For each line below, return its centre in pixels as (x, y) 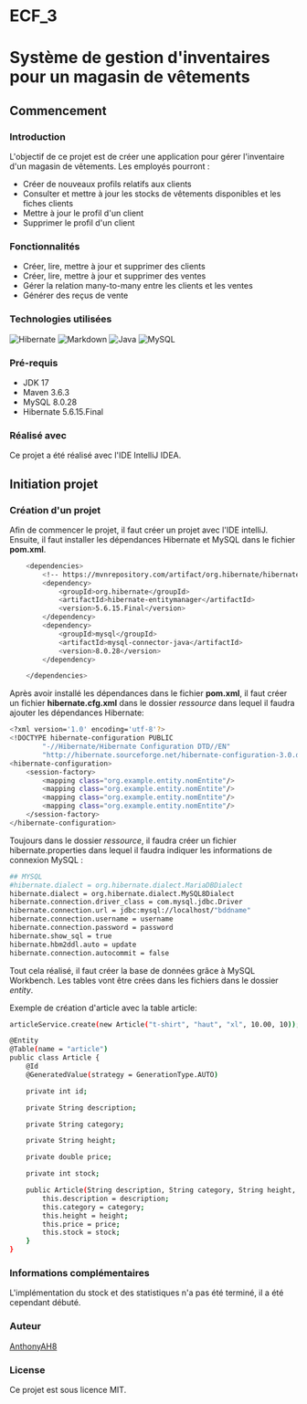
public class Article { (55, 1058)
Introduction (37, 136)
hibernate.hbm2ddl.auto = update (73, 945)
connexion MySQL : (47, 860)
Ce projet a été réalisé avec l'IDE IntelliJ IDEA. (95, 455)
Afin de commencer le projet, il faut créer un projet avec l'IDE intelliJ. (139, 530)
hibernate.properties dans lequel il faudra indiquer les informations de (141, 850)
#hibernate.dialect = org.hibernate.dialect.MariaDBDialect (127, 885)
